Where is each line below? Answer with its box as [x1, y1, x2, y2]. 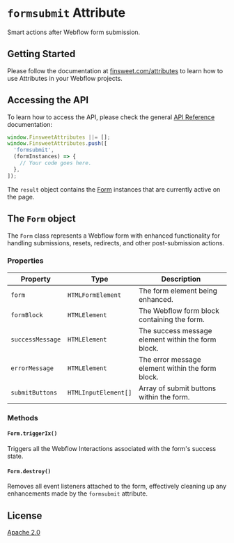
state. [7, 452, 24, 460]
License [7, 510, 42, 521]
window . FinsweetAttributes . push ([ [7, 140, 108, 147]
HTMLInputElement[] [67, 388, 132, 397]
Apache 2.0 [7, 528, 40, 536]
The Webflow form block [138, 305, 219, 315]
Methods [7, 413, 38, 422]
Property [20, 274, 51, 284]
